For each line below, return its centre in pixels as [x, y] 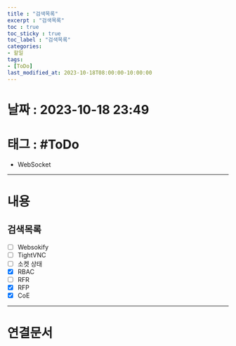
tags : [15, 60]
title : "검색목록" [33, 14]
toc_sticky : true [34, 33]
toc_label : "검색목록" [39, 40]
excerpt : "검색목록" [36, 20]
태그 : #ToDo [43, 144]
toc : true [23, 27]
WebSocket [34, 164]
